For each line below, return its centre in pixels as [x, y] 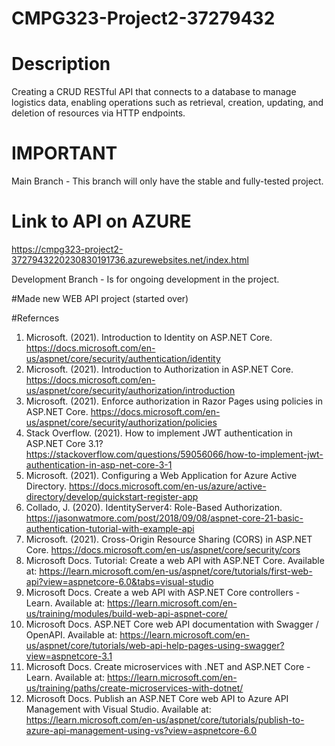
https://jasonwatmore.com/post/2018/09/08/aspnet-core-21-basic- [164, 518]
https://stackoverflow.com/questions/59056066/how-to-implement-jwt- [174, 454]
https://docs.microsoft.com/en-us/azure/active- [168, 486]
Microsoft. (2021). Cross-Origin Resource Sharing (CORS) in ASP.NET [169, 539]
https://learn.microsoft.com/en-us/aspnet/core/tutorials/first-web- [176, 571]
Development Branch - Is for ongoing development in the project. [145, 279]
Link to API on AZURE [101, 221]
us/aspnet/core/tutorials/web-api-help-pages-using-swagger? [155, 645]
